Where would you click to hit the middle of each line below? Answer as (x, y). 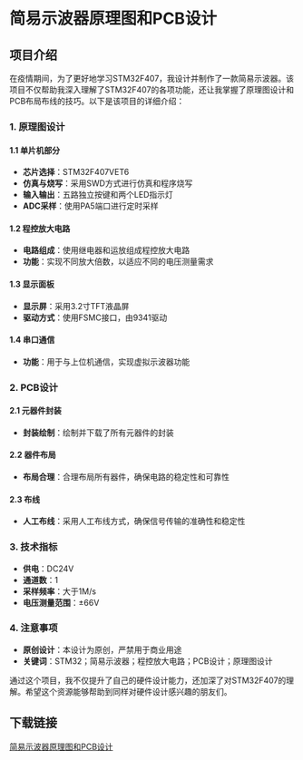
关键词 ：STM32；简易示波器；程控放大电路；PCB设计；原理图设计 (147, 661)
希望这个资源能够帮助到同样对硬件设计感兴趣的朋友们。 (128, 691)
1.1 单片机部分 (35, 150)
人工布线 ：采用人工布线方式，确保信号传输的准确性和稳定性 (134, 521)
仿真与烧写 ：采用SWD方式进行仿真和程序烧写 (108, 183)
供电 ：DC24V (48, 569)
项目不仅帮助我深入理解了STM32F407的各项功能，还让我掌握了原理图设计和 (152, 90)
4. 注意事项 (34, 628)
